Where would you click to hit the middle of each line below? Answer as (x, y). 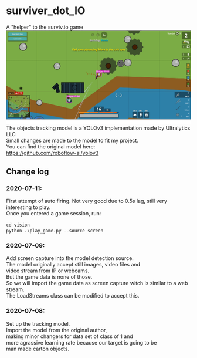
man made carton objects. (38, 349)
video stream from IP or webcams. (48, 271)
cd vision (18, 225)
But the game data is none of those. (49, 277)
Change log (28, 171)
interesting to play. (28, 207)
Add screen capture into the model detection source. (70, 258)
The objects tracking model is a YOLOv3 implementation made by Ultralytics (98, 128)
